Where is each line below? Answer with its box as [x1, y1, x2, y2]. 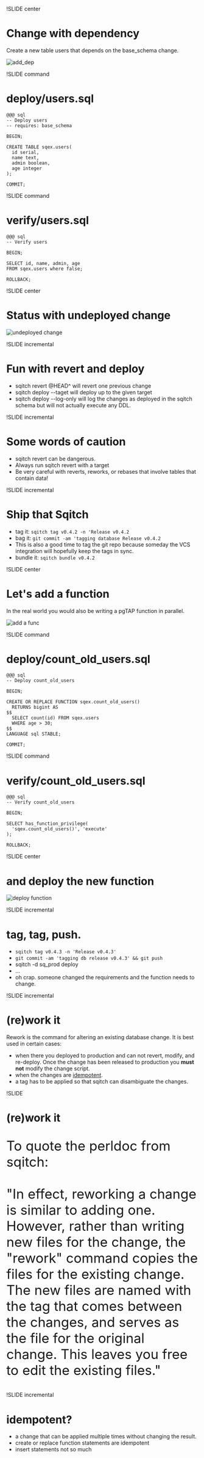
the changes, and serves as [6, 1314, 180, 1330]
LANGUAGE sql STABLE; [6, 731, 62, 738]
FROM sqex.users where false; [6, 266, 83, 272]
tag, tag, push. [6, 927, 82, 941]
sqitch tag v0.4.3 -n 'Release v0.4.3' [15, 949, 117, 955]
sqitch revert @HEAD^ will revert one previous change [15, 382, 152, 390]
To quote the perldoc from [6, 1137, 171, 1155]
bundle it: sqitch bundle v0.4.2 [15, 554, 96, 561]
